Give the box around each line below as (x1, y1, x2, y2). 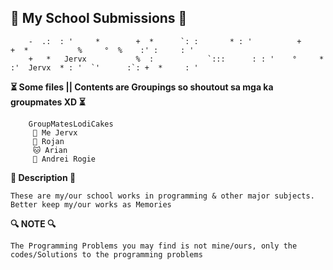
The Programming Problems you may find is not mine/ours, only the (10, 241, 298, 251)
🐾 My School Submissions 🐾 (10, 10, 188, 27)
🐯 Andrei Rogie (32, 154, 97, 164)
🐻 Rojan (32, 136, 65, 146)
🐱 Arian (32, 145, 68, 155)
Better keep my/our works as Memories (10, 199, 172, 210)
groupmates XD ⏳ (10, 96, 86, 108)
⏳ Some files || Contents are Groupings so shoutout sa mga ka (10, 81, 274, 93)
